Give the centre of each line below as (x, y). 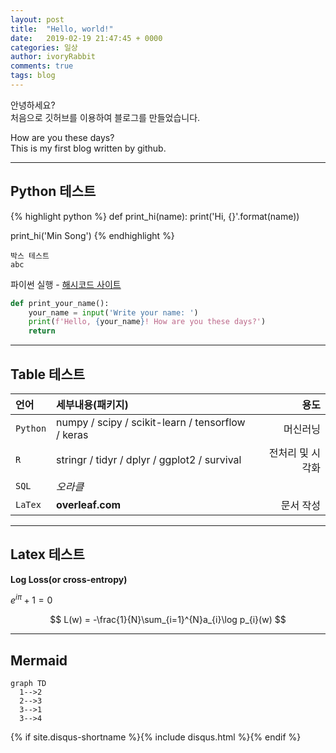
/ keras (72, 434)
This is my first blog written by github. (88, 148)
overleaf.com (89, 504)
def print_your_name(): (60, 303)
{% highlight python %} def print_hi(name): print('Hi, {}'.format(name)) (155, 216)
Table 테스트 (48, 374)
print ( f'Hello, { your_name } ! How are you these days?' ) (147, 322)
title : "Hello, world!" (62, 29)
